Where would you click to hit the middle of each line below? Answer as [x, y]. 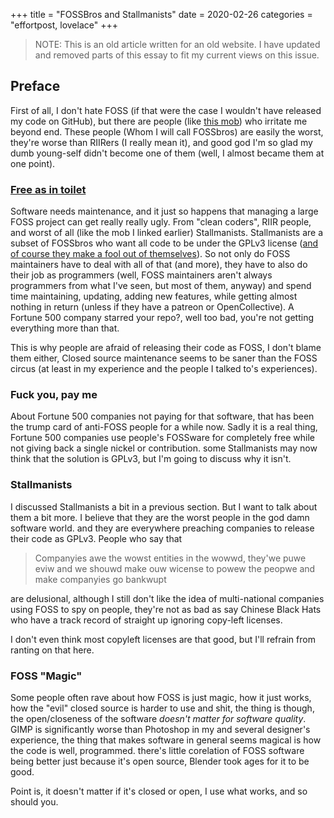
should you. [34, 802]
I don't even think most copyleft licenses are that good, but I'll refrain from [163, 639]
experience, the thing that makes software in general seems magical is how [166, 740]
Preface [35, 86]
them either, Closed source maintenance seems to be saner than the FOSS [164, 358]
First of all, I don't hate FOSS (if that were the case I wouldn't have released [166, 110]
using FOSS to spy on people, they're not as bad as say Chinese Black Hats [166, 609]
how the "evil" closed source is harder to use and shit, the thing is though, [162, 708]
